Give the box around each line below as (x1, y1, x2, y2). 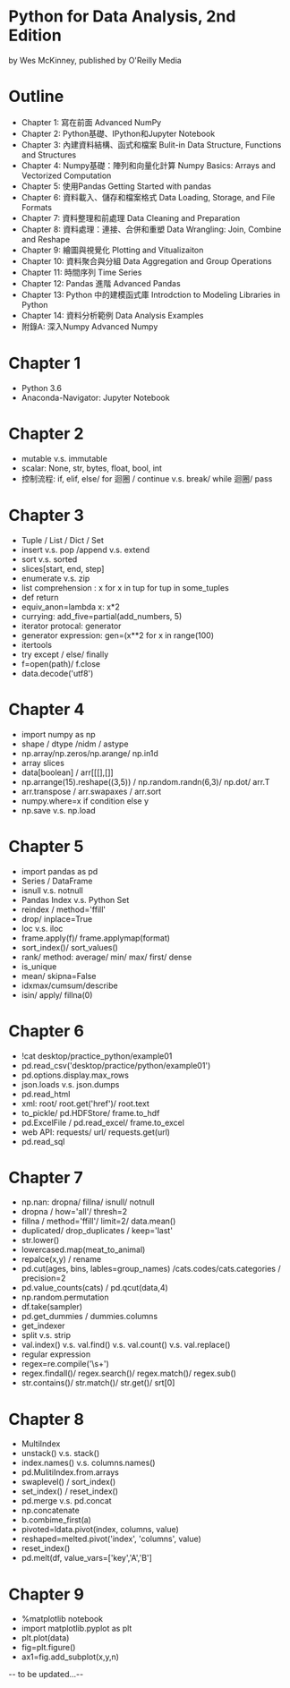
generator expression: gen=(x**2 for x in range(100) (21, 629, 215, 641)
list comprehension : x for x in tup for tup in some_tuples (21, 582, 229, 593)
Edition (8, 25, 62, 46)
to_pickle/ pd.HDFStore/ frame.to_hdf (21, 1107, 160, 1118)
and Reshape (21, 234, 71, 244)
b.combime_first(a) (21, 1514, 91, 1525)
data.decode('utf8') (21, 668, 94, 678)
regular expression (21, 1349, 91, 1360)
